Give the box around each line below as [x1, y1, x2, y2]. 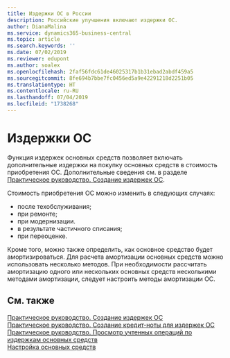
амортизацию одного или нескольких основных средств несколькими [7, 267, 217, 275]
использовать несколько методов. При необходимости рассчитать [7, 259, 207, 268]
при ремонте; [17, 210, 57, 218]
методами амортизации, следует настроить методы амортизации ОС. [7, 275, 216, 283]
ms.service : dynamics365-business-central [7, 29, 132, 37]
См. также [7, 295, 55, 307]
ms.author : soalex [7, 62, 60, 69]
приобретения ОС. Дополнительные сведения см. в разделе [7, 168, 188, 176]
